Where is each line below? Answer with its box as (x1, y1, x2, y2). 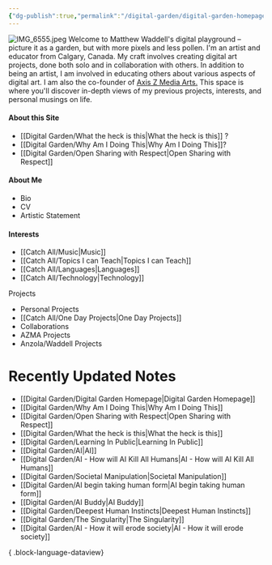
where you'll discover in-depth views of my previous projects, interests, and (8, 86, 261, 96)
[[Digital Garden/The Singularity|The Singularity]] (19, 515, 185, 524)
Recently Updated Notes (8, 367, 176, 386)
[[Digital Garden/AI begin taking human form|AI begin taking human (19, 480, 245, 490)
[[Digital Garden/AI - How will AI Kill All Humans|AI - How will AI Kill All (19, 455, 254, 464)
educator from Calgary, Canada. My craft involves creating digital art (8, 51, 237, 61)
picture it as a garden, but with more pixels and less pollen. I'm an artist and (8, 42, 261, 53)
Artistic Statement (19, 211, 81, 220)
